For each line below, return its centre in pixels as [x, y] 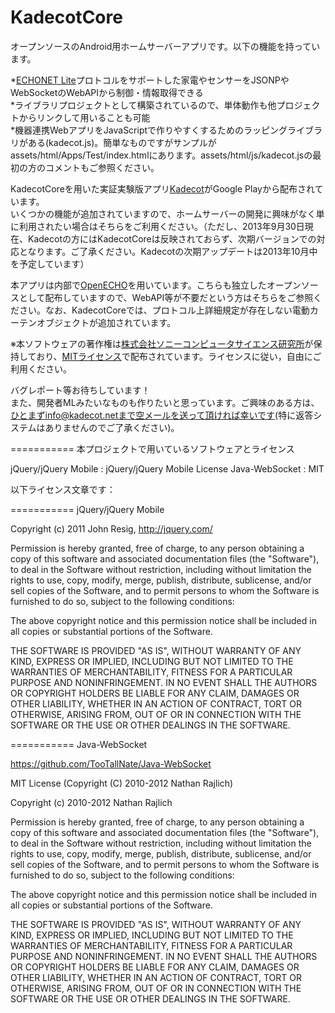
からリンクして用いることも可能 [84, 117]
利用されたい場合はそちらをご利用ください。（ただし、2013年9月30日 [161, 226]
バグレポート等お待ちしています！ [80, 390]
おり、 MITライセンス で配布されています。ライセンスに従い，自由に [174, 356]
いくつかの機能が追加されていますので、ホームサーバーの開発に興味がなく [163, 213]
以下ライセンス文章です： [63, 489]
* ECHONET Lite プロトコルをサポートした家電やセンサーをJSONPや [150, 80]
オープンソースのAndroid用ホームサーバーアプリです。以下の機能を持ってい [165, 46]
